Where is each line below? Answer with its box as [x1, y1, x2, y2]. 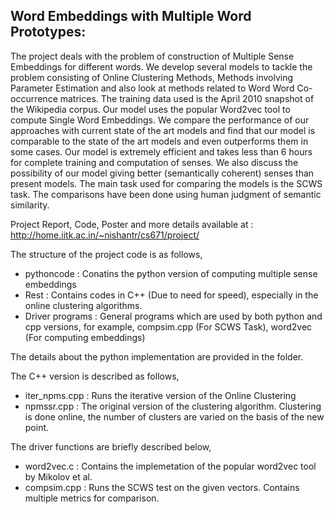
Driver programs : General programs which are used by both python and [24, 310, 323, 322]
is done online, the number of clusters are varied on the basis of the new [24, 410, 325, 423]
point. [24, 421, 50, 433]
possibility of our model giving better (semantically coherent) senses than [10, 167, 315, 179]
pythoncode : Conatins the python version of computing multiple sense [24, 267, 318, 279]
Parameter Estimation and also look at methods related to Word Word [10, 82, 295, 94]
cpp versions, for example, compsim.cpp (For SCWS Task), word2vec [24, 320, 313, 333]
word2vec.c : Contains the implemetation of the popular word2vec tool [24, 460, 317, 472]
